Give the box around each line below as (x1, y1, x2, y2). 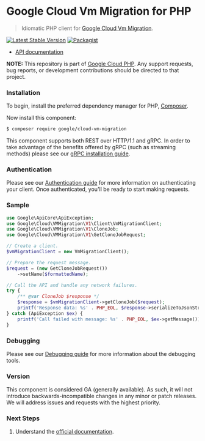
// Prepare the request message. (6, 259, 92, 265)
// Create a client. (6, 243, 59, 249)
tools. (6, 357, 21, 364)
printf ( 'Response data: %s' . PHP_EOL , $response (17, 305, 146, 311)
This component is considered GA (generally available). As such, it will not (6, 386, 193, 393)
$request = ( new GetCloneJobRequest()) (6, 265, 108, 272)
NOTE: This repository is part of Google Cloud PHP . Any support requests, (6, 60, 193, 67)
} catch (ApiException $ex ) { (6, 310, 84, 316)
